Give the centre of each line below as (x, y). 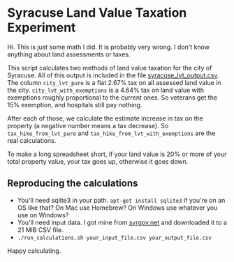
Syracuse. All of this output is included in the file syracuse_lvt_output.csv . (113, 75)
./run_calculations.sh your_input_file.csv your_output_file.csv (114, 238)
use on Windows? (43, 215)
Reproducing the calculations (73, 184)
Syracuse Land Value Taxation (97, 13)
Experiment (42, 28)
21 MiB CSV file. (41, 230)
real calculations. (32, 140)
